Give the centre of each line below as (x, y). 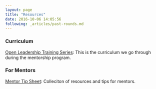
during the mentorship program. (38, 57)
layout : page (19, 10)
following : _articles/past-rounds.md (44, 24)
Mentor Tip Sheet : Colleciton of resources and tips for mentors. (70, 81)
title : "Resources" (25, 14)
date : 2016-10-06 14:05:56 (33, 19)
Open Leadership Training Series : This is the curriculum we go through (78, 52)
